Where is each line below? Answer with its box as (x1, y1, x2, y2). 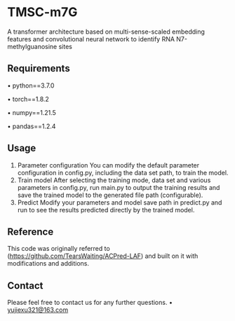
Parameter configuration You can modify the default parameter (17, 160, 200, 169)
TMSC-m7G (7, 4, 78, 20)
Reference (7, 226, 54, 238)
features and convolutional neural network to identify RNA (7, 34, 175, 43)
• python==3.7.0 (7, 81, 55, 90)
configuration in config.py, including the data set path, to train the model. (17, 168, 229, 177)
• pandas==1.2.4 (7, 122, 56, 130)
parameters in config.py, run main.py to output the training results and (17, 183, 220, 191)
